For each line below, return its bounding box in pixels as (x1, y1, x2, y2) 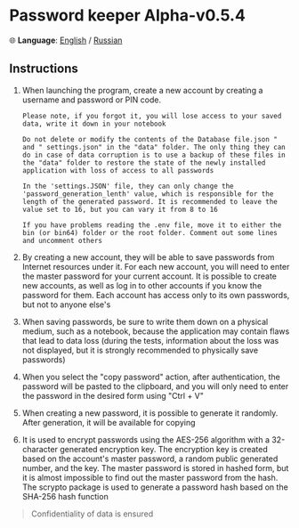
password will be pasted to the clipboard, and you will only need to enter (21, 380, 289, 392)
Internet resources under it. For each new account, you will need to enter (21, 261, 290, 272)
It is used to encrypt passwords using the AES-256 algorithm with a (21, 434, 270, 445)
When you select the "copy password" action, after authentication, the (21, 371, 280, 382)
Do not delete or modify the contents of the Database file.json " (21, 134, 278, 143)
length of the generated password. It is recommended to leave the (21, 197, 278, 206)
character (21, 443, 58, 454)
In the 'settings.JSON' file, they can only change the (21, 182, 234, 191)
